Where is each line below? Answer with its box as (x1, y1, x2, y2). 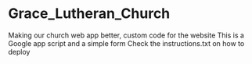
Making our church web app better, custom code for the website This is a (8, 30, 245, 40)
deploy (8, 47, 31, 56)
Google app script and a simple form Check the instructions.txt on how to (8, 38, 245, 48)
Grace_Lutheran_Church (8, 5, 171, 23)
